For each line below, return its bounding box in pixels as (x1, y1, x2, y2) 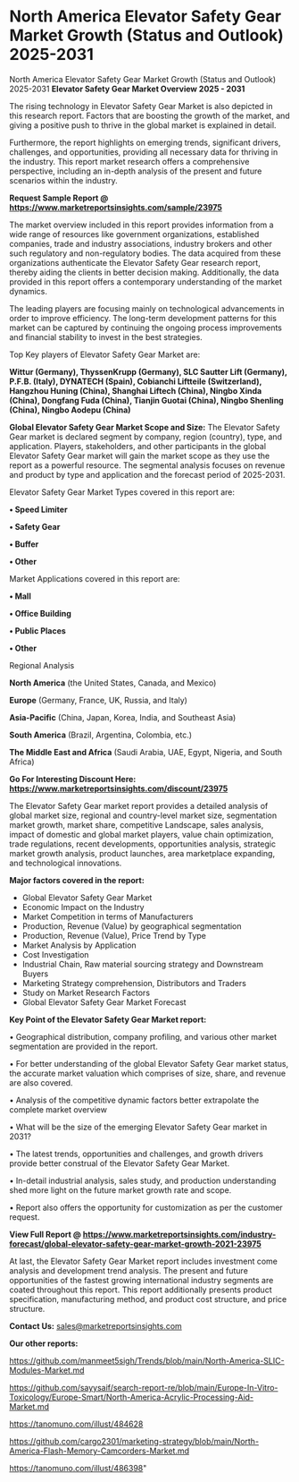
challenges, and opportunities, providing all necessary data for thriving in (9, 146, 278, 158)
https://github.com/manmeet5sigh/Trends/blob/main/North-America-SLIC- (9, 1355, 285, 1366)
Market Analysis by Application (21, 940, 137, 950)
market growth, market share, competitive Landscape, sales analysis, (9, 819, 264, 830)
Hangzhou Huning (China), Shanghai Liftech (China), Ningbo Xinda (9, 385, 262, 396)
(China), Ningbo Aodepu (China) (9, 405, 131, 415)
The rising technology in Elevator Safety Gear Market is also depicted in (9, 100, 273, 111)
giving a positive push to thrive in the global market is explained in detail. (9, 119, 277, 131)
